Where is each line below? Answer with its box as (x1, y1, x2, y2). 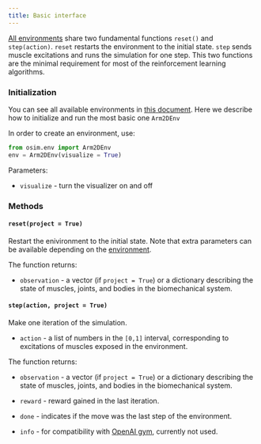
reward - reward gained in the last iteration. (19, 397, 160, 405)
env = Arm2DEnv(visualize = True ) (8, 151, 123, 159)
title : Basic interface (8, 11, 87, 20)
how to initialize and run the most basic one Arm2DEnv (8, 112, 180, 123)
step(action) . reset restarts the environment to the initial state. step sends (8, 41, 252, 51)
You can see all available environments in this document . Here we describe (8, 104, 253, 114)
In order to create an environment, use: (8, 128, 136, 138)
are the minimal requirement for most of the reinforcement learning (8, 59, 226, 68)
